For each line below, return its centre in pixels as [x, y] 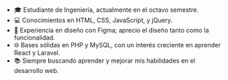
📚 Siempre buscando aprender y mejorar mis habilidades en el [104, 61]
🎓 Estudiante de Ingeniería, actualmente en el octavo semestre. [106, 10]
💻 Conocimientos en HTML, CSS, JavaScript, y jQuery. [93, 20]
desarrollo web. [36, 71]
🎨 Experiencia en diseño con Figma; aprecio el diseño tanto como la [111, 30]
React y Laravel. [37, 53]
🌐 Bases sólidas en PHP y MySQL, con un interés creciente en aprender [117, 45]
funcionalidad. [35, 38]
